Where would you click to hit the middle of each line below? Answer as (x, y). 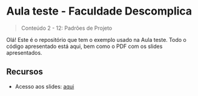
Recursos (25, 72)
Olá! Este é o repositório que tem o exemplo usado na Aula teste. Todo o (96, 39)
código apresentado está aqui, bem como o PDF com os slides (84, 46)
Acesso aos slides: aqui (45, 86)
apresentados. (24, 52)
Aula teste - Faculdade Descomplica (99, 11)
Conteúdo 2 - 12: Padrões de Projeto (67, 28)
